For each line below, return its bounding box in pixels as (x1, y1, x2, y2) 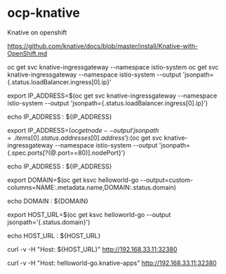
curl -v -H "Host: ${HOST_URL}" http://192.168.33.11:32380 (7, 244, 178, 254)
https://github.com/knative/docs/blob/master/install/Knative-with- (7, 41, 199, 50)
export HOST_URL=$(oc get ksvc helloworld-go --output (7, 210, 171, 218)
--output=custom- (140, 176, 194, 184)
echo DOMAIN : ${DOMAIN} (7, 197, 89, 205)
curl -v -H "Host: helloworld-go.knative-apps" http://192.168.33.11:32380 (7, 259, 217, 267)
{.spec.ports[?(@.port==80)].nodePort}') (7, 148, 126, 157)
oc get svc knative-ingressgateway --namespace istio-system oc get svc (7, 63, 219, 71)
